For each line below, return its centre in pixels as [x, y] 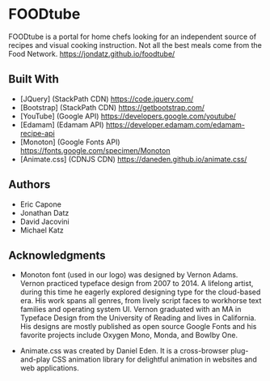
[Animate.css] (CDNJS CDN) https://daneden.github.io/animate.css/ [133, 159]
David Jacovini [45, 221]
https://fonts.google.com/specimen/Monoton [95, 150]
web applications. [49, 368]
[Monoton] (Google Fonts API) [70, 142]
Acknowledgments [57, 255]
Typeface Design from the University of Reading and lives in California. [138, 318]
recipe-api [37, 133]
